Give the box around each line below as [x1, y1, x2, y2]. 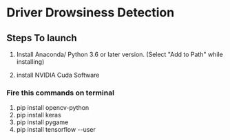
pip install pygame [16, 118, 69, 126]
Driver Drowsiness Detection [6, 5, 175, 21]
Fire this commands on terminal [6, 88, 115, 97]
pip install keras [16, 111, 61, 119]
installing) [16, 58, 45, 66]
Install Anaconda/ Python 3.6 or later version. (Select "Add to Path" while [16, 50, 223, 58]
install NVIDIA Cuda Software [16, 71, 100, 79]
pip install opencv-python [16, 104, 90, 112]
